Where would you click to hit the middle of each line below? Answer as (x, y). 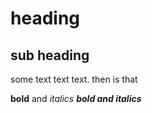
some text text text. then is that (74, 79)
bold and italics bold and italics (76, 98)
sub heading (50, 55)
